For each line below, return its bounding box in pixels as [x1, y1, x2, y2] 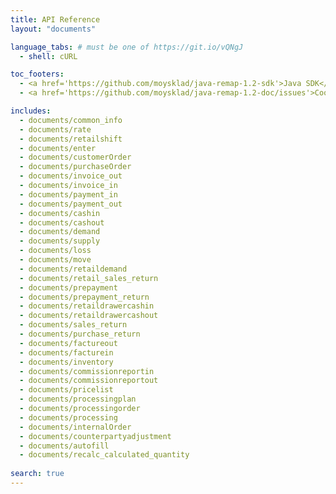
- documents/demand [19, 227, 101, 237]
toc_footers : [10, 69, 65, 80]
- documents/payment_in [19, 189, 118, 200]
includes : [10, 106, 52, 116]
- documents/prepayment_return [19, 292, 150, 302]
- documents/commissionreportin [19, 366, 155, 376]
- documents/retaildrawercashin [19, 301, 155, 311]
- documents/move [19, 255, 92, 265]
